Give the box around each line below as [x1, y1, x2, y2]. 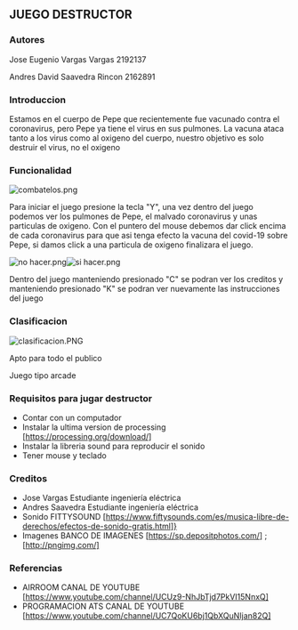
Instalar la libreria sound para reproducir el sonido [21, 440, 205, 451]
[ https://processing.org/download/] [21, 431, 152, 441]
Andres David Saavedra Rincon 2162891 [9, 71, 156, 82]
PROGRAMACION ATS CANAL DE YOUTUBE [21, 601, 185, 612]
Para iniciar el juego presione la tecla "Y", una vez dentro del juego [9, 202, 254, 213]
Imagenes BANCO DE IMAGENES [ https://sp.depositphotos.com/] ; [21, 530, 268, 541]
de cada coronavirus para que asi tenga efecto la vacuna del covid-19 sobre [9, 230, 288, 241]
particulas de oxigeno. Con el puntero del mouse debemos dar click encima [9, 221, 286, 231]
